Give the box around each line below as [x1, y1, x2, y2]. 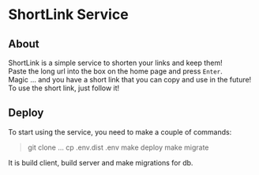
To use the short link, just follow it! [8, 83, 120, 93]
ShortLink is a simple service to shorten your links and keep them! [8, 58, 223, 67]
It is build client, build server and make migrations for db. [8, 158, 193, 167]
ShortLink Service [8, 6, 129, 24]
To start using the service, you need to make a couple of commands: [8, 127, 232, 136]
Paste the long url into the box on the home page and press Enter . [8, 67, 223, 76]
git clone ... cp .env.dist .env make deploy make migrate [27, 143, 209, 152]
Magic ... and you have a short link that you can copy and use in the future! [8, 75, 252, 84]
